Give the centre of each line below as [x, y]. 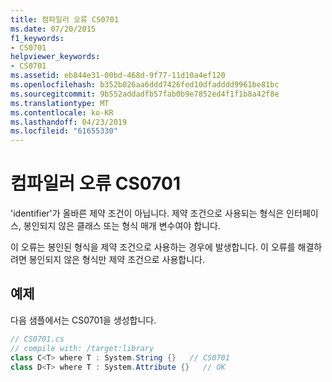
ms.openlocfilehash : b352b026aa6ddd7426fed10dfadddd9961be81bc [145, 85]
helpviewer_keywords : [55, 57]
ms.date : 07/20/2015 [53, 29]
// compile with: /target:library [82, 348]
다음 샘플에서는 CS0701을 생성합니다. [83, 320]
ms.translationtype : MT [60, 103]
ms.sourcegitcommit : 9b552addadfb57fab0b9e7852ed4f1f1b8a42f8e [145, 94]
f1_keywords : [37, 38]
